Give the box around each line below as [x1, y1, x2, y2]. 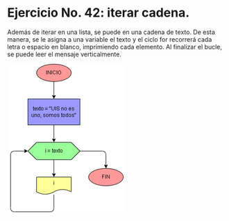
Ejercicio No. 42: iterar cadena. [7, 5, 190, 21]
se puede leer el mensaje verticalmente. [7, 50, 121, 58]
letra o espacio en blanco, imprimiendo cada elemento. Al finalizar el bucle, [7, 42, 223, 51]
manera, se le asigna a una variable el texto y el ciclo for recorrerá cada [7, 35, 212, 43]
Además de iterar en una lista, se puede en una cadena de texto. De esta [7, 28, 215, 36]
